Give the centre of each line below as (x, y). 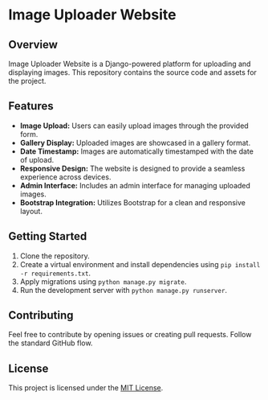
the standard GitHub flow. (51, 343)
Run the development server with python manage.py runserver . (123, 290)
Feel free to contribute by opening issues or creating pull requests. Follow (130, 335)
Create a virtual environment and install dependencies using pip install (140, 264)
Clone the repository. (55, 256)
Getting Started (48, 236)
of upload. (37, 159)
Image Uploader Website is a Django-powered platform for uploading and (130, 64)
